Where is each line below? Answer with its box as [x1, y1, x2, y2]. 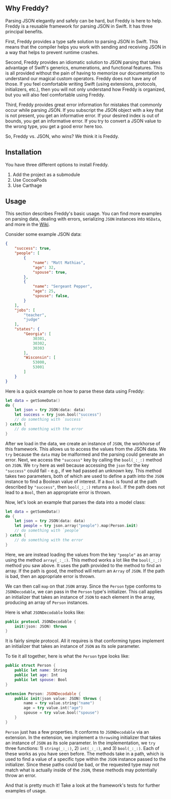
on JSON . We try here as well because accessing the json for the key [5, 462, 150, 468]
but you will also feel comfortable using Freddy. [5, 91, 105, 98]
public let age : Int [14, 672, 58, 678]
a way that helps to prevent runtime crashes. [5, 49, 100, 55]
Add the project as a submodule [12, 171, 80, 178]
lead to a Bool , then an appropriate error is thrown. [5, 489, 111, 495]
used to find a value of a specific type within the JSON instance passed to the [5, 756, 166, 762]
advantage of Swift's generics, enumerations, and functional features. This [5, 64, 163, 70]
